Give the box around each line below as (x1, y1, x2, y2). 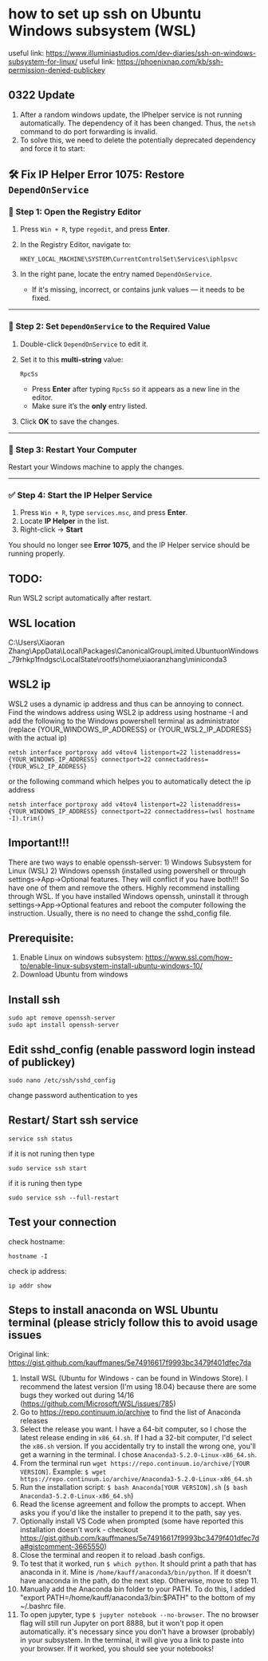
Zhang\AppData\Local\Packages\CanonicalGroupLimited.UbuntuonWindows (8, 645, 259, 656)
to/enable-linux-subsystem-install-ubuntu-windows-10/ (19, 961, 203, 971)
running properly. (8, 549, 65, 558)
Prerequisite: (8, 931, 74, 944)
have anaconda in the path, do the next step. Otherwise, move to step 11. (19, 1576, 259, 1586)
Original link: (8, 1349, 49, 1360)
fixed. (31, 293, 51, 303)
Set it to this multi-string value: (19, 354, 124, 364)
